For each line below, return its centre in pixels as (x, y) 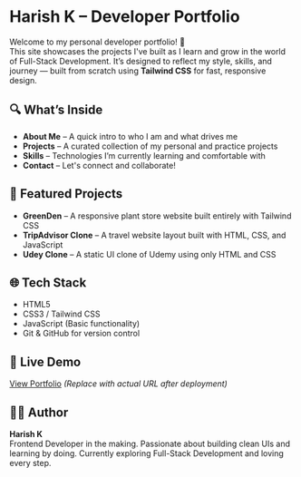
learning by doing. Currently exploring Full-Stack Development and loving (146, 453)
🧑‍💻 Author (39, 412)
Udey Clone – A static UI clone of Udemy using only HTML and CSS (149, 254)
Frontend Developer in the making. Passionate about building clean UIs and (150, 443)
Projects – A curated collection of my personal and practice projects (150, 146)
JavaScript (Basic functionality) (81, 324)
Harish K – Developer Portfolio (125, 17)
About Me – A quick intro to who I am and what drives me (130, 136)
